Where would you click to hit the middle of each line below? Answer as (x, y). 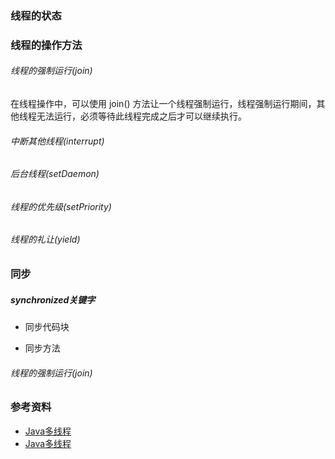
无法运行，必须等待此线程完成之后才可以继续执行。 (141, 116)
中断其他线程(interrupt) (57, 141)
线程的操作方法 (46, 45)
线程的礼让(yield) (45, 239)
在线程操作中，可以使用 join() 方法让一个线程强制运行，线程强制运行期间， (163, 104)
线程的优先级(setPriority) (61, 206)
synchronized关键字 (53, 299)
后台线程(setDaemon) (55, 174)
